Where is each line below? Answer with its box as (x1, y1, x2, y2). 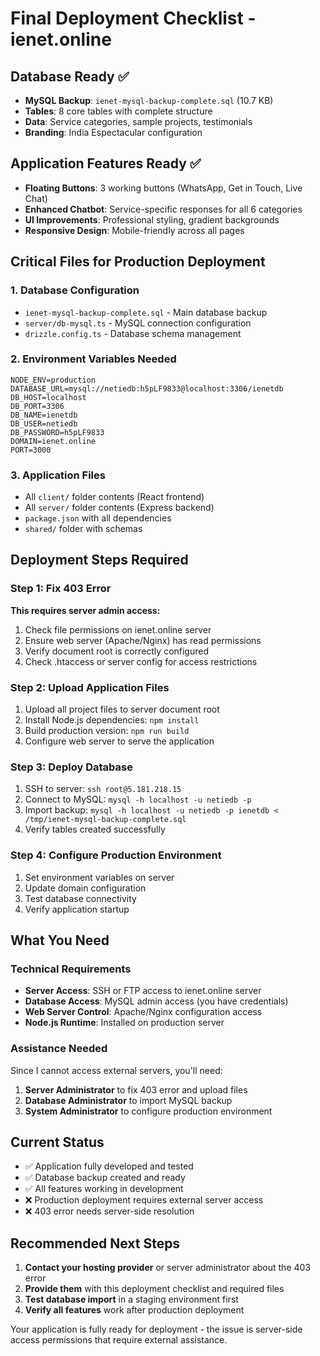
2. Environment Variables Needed (10, 352, 177, 366)
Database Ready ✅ (10, 68, 130, 85)
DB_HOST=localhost (10, 392, 87, 402)
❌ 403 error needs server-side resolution (24, 1205, 195, 1217)
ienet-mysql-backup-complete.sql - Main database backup (24, 306, 268, 318)
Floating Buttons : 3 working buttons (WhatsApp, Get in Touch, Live (24, 182, 303, 194)
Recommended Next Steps (10, 1235, 181, 1252)
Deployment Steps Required (10, 552, 189, 569)
